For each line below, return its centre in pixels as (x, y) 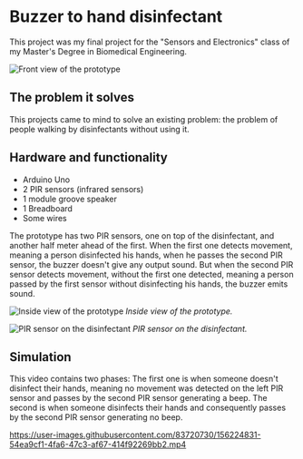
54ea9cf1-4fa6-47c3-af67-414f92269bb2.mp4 (98, 444)
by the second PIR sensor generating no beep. (96, 417)
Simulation (40, 357)
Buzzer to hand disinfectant (116, 17)
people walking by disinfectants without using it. (100, 129)
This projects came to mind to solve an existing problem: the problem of (144, 119)
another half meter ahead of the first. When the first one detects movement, (151, 245)
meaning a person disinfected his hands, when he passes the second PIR (146, 255)
